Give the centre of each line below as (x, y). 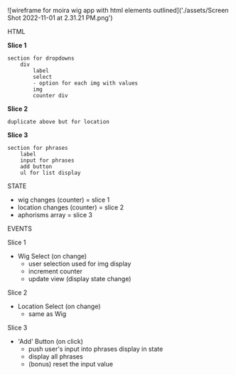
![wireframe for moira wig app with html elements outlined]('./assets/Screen (118, 10)
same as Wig (47, 314)
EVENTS (20, 229)
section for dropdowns (41, 58)
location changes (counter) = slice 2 (71, 207)
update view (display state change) (80, 279)
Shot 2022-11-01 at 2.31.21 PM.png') (60, 18)
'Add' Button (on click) (50, 341)
